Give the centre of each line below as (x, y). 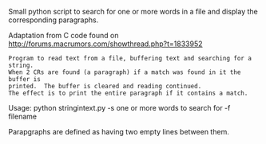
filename (23, 116)
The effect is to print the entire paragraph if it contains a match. (128, 93)
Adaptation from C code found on (64, 35)
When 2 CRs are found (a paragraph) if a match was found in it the (125, 72)
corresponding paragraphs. (54, 20)
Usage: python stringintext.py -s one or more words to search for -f (119, 108)
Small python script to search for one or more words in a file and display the (133, 12)
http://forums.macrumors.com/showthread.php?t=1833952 (105, 44)
